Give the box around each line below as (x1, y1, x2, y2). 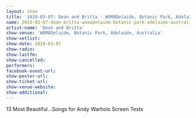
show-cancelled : (6, 57, 45, 63)
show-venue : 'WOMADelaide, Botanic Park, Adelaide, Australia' (6, 30, 163, 36)
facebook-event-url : (6, 68, 57, 74)
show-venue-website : (6, 84, 57, 90)
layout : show (6, 8, 38, 15)
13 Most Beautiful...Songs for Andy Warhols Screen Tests (6, 105, 143, 112)
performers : (6, 62, 35, 69)
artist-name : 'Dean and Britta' (6, 24, 85, 31)
